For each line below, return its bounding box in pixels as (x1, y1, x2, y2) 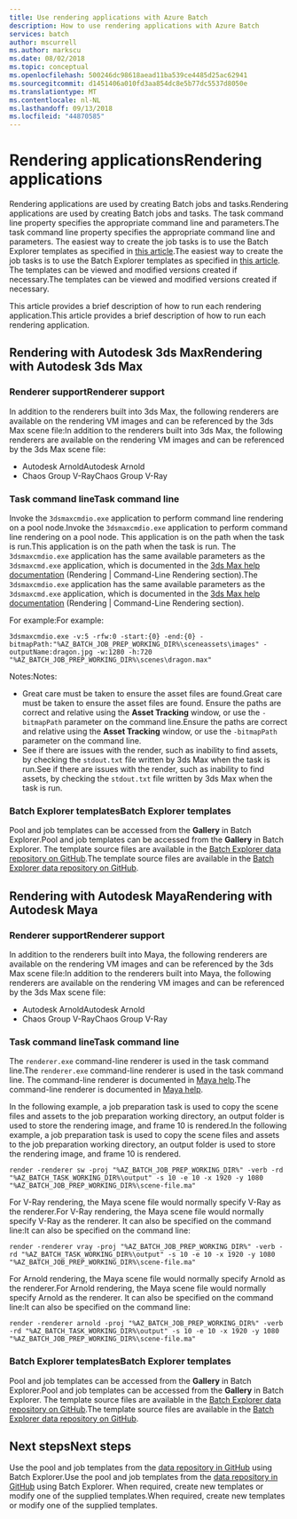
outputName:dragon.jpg (9, 648, 93, 657)
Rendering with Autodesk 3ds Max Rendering (9, 346, 263, 361)
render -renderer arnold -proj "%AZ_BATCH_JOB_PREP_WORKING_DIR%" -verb (9, 1319, 284, 1328)
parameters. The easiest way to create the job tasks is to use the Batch (9, 236, 269, 247)
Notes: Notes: (9, 672, 58, 682)
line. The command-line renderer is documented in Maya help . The (9, 1075, 251, 1086)
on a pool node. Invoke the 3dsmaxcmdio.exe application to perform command (9, 522, 288, 533)
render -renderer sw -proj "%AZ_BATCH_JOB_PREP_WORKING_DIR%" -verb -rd (9, 1165, 284, 1175)
